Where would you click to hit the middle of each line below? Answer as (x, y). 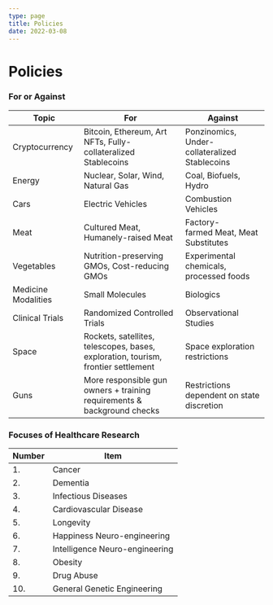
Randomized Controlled (129, 313)
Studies (200, 322)
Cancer (67, 470)
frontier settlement (119, 366)
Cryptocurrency (43, 147)
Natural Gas (106, 186)
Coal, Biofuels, (213, 175)
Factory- (203, 222)
